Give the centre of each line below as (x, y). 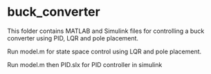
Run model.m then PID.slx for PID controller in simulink (85, 64)
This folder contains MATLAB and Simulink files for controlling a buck (106, 31)
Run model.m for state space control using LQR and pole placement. (104, 51)
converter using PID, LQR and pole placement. (73, 38)
